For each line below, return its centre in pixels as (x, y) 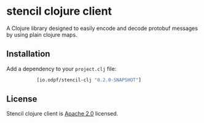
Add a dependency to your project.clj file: (61, 69)
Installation (28, 54)
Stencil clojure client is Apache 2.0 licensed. (62, 114)
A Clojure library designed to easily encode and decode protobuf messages (102, 28)
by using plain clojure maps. (42, 34)
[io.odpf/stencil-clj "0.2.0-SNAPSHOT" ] (89, 80)
